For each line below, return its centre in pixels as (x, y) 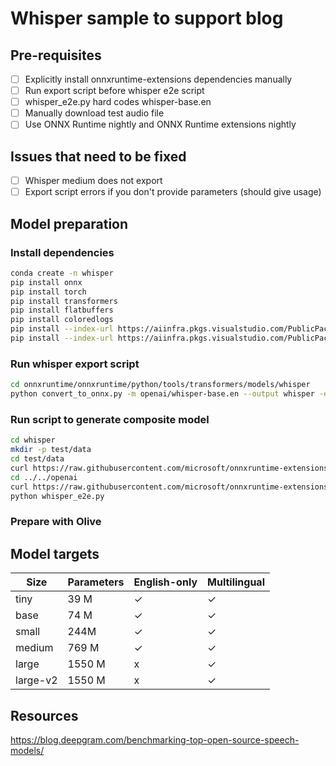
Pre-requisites (56, 55)
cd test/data (37, 459)
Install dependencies (62, 252)
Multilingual (236, 582)
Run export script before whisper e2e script (114, 91)
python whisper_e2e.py (57, 496)
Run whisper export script (75, 364)
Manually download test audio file (94, 113)
